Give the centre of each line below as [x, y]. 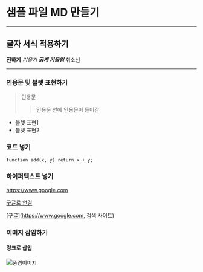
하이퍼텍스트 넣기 [30, 176]
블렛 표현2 [27, 130]
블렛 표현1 [27, 123]
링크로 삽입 [19, 248]
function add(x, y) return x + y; [50, 160]
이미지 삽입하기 [27, 232]
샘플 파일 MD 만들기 [53, 12]
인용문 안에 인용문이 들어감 [68, 110]
